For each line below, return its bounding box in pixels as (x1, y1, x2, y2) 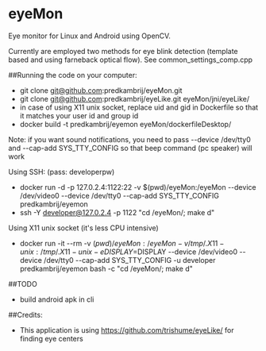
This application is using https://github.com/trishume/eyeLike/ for (19, 325, 234, 334)
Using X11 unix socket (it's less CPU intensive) (8, 223, 159, 233)
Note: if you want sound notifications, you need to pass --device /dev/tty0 (8, 134, 252, 144)
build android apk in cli (19, 295, 94, 304)
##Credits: (8, 310, 43, 319)
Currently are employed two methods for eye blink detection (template (8, 46, 238, 56)
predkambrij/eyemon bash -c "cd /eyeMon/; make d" (19, 264, 193, 273)
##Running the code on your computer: (8, 70, 137, 79)
